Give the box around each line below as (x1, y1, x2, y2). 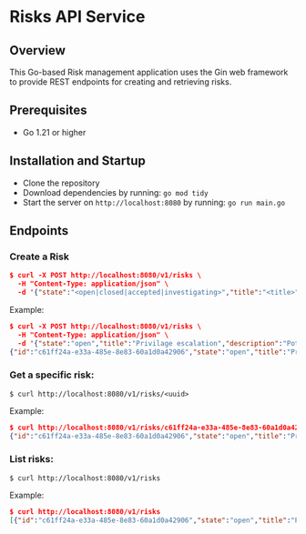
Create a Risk (9, 250, 70, 263)
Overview (9, 43, 66, 58)
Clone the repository (22, 177, 100, 188)
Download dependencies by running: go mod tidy (22, 186, 209, 197)
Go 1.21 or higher (22, 126, 87, 137)
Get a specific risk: (9, 368, 95, 381)
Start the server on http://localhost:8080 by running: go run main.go (22, 196, 285, 207)
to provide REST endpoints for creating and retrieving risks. (9, 76, 232, 87)
